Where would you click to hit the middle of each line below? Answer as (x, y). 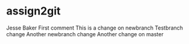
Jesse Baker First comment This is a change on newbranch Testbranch (94, 28)
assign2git (34, 11)
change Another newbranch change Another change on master (85, 34)
